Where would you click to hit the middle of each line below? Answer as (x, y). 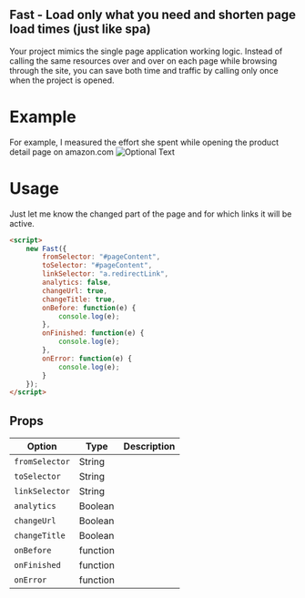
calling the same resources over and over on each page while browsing (143, 61)
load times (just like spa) (81, 30)
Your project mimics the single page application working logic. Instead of (146, 51)
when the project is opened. (62, 80)
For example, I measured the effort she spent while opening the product (144, 142)
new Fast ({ (46, 248)
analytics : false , (77, 283)
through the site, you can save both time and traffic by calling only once (144, 70)
